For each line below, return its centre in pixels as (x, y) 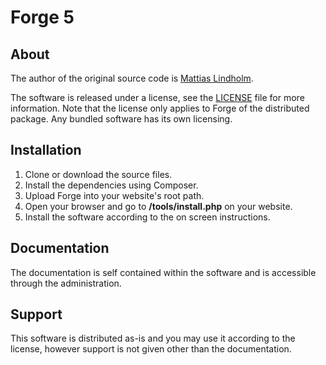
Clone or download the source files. (98, 174)
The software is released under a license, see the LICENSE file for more (157, 97)
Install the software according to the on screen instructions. (147, 217)
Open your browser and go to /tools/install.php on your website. (158, 206)
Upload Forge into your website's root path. (114, 195)
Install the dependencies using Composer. (111, 185)
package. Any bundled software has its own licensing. (121, 119)
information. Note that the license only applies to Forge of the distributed (160, 108)
